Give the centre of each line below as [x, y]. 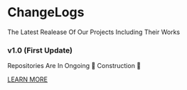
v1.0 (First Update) [40, 50]
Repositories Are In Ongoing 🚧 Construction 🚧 [74, 66]
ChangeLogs [46, 12]
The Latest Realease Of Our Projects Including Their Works [93, 32]
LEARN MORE [28, 79]
